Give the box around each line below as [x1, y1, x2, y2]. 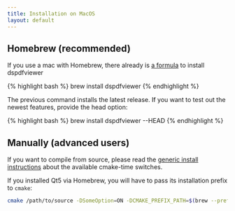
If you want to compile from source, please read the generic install [7, 155, 199, 164]
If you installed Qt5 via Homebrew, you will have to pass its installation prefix [7, 176, 228, 185]
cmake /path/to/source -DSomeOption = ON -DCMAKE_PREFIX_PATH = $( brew [7, 197, 208, 205]
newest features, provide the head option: [7, 103, 128, 112]
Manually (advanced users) [7, 137, 130, 149]
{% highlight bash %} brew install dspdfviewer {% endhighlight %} [7, 82, 199, 91]
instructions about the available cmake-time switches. [7, 163, 163, 171]
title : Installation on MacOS [7, 10, 96, 17]
